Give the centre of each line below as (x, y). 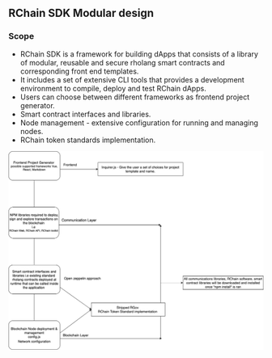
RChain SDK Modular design (81, 13)
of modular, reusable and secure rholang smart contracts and (122, 62)
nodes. (32, 131)
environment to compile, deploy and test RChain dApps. (113, 88)
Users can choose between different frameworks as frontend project (135, 97)
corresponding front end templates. (79, 71)
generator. (37, 105)
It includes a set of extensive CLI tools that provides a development (132, 79)
